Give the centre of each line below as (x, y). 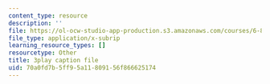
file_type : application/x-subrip (64, 38)
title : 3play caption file (53, 61)
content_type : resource (48, 16)
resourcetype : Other (43, 53)
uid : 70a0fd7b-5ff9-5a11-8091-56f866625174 (82, 68)
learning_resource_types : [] (57, 46)
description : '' (35, 23)
